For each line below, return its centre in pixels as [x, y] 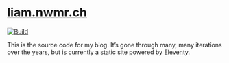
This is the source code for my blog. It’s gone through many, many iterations [114, 45]
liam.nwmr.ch [47, 13]
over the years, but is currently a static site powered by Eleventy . [99, 52]
